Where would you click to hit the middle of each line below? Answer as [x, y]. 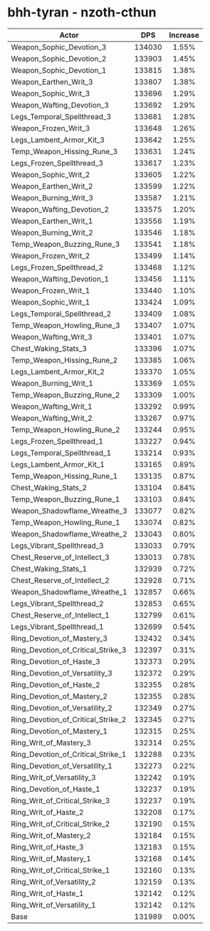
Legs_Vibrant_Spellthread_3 [58, 545]
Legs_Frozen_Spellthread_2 [57, 267]
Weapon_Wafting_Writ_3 [52, 337]
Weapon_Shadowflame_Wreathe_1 [69, 591]
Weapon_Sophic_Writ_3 [51, 93]
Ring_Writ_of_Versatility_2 [53, 882]
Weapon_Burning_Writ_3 [52, 198]
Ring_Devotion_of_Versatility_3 [62, 673]
